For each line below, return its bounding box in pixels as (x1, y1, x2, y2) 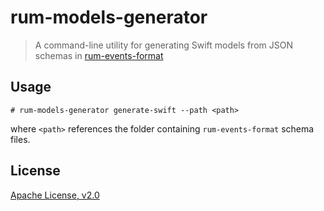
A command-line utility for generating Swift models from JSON (34, 39, 293, 51)
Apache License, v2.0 (10, 189, 100, 201)
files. (10, 133, 31, 145)
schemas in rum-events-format (34, 49, 164, 61)
